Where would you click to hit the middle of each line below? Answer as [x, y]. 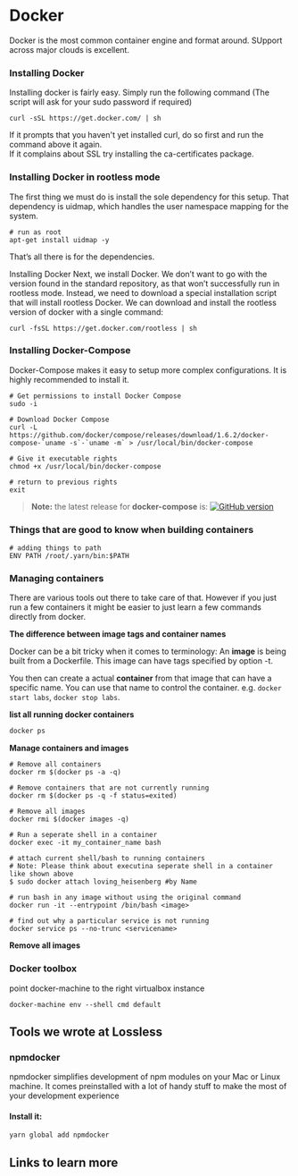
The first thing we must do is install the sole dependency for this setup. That [149, 197]
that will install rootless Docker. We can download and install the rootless [143, 302]
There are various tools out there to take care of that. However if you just [143, 598]
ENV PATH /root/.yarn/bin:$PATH [69, 556]
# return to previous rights [63, 482]
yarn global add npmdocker [59, 1135]
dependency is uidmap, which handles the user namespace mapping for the [149, 206]
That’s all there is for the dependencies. [82, 257]
